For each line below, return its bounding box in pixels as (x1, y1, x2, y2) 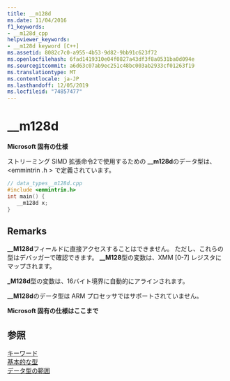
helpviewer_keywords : (7, 36, 70, 43)
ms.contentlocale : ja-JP (7, 75, 79, 82)
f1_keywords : (7, 23, 45, 30)
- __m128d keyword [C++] (7, 43, 79, 50)
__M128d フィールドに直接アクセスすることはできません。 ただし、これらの (7, 245, 224, 253)
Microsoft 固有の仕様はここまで (7, 307, 99, 315)
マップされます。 (7, 262, 56, 271)
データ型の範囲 (7, 366, 50, 375)
